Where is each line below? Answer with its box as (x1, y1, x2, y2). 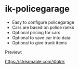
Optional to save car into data (12, 35, 71, 41)
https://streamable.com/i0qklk (5, 58, 65, 64)
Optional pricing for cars (12, 29, 61, 35)
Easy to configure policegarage (12, 19, 75, 25)
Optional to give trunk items (12, 40, 67, 45)
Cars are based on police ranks (12, 24, 75, 30)
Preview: (5, 49, 23, 55)
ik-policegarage (5, 3, 70, 14)
